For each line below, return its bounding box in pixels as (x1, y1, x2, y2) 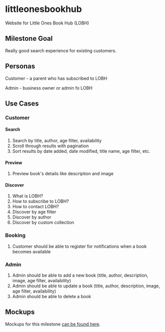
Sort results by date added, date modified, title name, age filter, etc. (12, 148, 150, 154)
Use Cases (5, 99, 39, 108)
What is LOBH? (12, 193, 43, 199)
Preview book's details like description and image (12, 171, 114, 177)
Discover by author (12, 214, 52, 220)
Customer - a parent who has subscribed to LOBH (5, 75, 108, 81)
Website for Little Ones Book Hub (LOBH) (5, 20, 89, 26)
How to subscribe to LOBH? (12, 198, 69, 205)
